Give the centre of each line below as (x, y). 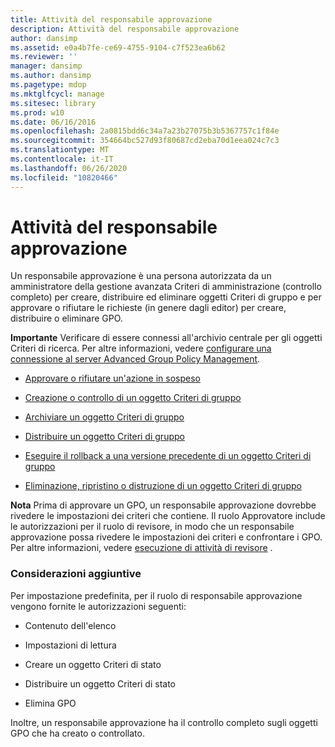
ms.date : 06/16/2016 (53, 122)
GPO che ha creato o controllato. (77, 733)
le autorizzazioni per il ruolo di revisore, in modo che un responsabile (152, 527)
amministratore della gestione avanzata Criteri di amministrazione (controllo (166, 287)
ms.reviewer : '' (44, 57)
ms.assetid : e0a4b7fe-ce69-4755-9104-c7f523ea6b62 (118, 47)
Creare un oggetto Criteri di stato (93, 664)
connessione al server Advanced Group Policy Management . (135, 359)
